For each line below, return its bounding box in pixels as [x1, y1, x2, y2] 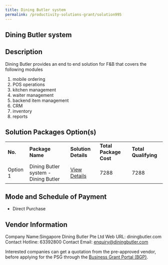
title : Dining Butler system [5, 7, 66, 13]
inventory [12, 108, 32, 114]
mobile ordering [12, 76, 45, 82]
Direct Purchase [12, 206, 46, 212]
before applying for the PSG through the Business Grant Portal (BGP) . [5, 254, 148, 260]
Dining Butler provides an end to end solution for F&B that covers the [5, 61, 147, 67]
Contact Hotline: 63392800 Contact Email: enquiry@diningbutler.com [5, 239, 148, 245]
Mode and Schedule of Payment [5, 192, 107, 201]
